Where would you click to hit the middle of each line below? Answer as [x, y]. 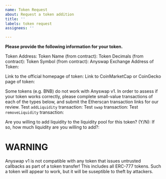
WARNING [27, 147]
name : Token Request [27, 10]
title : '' [15, 19]
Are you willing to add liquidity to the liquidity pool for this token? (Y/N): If [80, 122]
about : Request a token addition [40, 14]
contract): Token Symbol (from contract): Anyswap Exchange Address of [80, 61]
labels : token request [28, 24]
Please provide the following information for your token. [64, 47]
